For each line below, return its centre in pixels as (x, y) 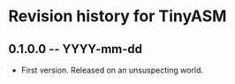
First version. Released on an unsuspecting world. (112, 70)
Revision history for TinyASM (117, 16)
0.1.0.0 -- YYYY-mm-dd (76, 49)
